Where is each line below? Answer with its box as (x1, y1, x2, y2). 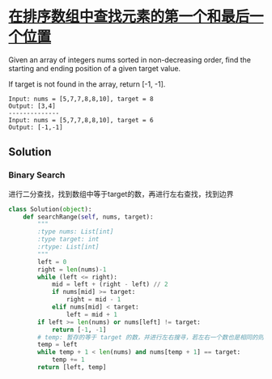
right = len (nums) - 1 (37, 265, 107, 274)
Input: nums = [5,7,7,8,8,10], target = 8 (8, 95, 154, 103)
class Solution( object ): (8, 205, 92, 213)
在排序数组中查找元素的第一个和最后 (8, 7, 250, 26)
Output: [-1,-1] (8, 123, 63, 131)
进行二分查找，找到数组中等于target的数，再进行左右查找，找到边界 (8, 189, 234, 198)
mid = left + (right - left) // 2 (51, 280, 168, 288)
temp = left (37, 341, 79, 349)
